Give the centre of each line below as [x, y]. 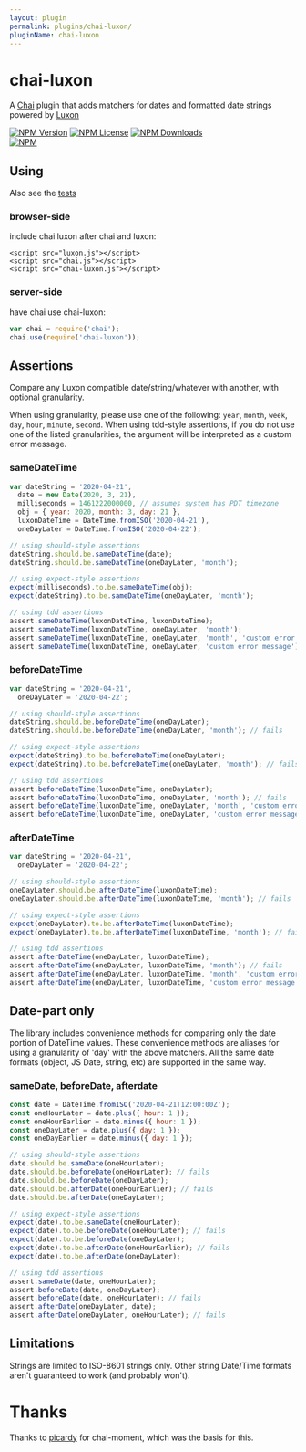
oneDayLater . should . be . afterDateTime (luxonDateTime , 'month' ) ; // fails [150, 898]
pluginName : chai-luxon [55, 35]
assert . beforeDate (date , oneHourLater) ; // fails [106, 1298]
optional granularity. [47, 397]
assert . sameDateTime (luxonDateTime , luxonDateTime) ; [112, 621]
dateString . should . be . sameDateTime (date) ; [91, 554]
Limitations [42, 1344]
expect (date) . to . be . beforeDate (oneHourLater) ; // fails [117, 1231]
